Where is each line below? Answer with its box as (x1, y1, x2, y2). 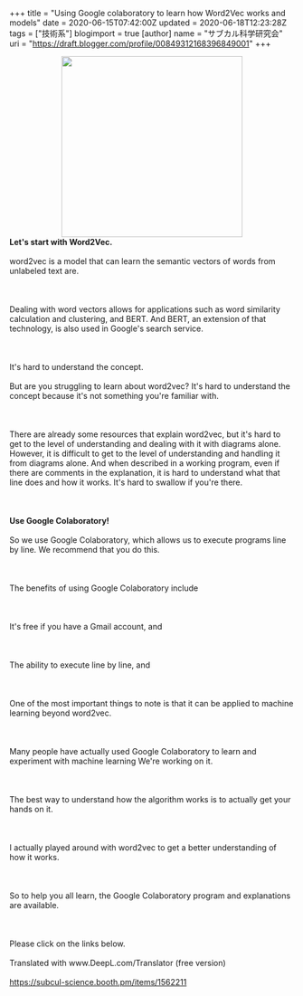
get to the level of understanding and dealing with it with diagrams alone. (9, 439, 281, 449)
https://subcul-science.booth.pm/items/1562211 (9, 977, 187, 987)
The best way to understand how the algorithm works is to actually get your (9, 794, 291, 804)
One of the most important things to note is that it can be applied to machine (9, 698, 294, 708)
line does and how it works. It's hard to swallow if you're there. (9, 477, 243, 488)
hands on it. (9, 804, 53, 814)
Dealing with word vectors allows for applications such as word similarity (9, 304, 280, 315)
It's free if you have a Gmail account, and (9, 621, 163, 631)
